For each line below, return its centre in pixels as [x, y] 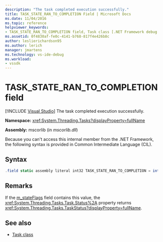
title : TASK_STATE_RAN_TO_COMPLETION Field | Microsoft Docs [68, 14]
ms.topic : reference [26, 23]
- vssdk [13, 63]
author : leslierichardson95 [33, 41]
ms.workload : [18, 59]
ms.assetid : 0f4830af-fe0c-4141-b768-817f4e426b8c [57, 37]
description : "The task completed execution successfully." [67, 9]
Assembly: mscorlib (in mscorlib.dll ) [41, 130]
